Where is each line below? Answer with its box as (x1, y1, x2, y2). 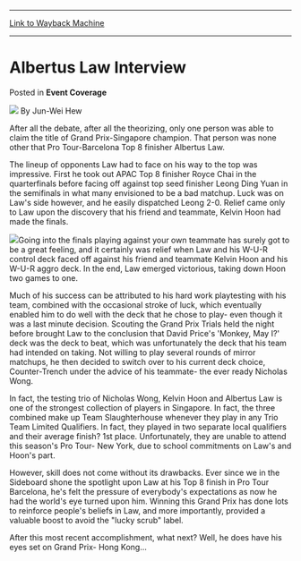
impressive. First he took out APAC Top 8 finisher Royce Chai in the (9, 168, 257, 179)
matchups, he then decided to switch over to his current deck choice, (9, 356, 266, 367)
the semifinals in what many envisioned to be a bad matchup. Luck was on (9, 187, 285, 198)
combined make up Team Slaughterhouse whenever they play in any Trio (9, 412, 279, 422)
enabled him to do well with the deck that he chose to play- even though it (9, 309, 283, 319)
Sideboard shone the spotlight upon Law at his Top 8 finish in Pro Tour (9, 476, 270, 488)
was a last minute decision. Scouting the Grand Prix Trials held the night (9, 319, 275, 329)
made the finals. (9, 216, 69, 226)
